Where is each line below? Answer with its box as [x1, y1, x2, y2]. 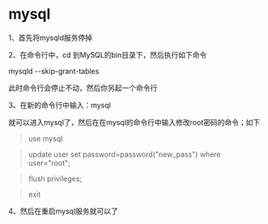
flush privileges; [28, 174, 83, 183]
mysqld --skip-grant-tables [8, 66, 100, 75]
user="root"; [28, 157, 70, 167]
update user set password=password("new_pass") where [28, 149, 221, 159]
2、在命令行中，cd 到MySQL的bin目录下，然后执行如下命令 [8, 50, 207, 59]
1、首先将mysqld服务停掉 [8, 32, 93, 42]
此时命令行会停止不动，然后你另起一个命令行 [8, 83, 158, 93]
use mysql [28, 133, 63, 143]
